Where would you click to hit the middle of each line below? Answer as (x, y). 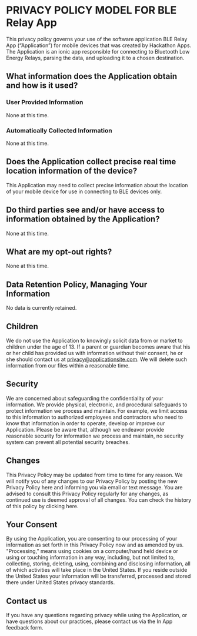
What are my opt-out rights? (59, 252)
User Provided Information (45, 102)
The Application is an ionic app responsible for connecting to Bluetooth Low (98, 51)
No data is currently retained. (41, 308)
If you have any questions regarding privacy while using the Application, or (97, 615)
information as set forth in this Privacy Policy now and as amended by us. (95, 545)
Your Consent (32, 524)
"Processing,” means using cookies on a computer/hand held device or (92, 551)
